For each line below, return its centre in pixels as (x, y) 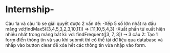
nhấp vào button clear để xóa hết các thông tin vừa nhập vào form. (76, 45)
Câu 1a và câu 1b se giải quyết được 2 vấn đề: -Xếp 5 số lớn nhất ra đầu (81, 23)
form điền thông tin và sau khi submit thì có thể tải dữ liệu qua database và (84, 40)
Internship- (30, 9)
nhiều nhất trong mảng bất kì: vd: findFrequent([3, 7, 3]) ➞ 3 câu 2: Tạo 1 (81, 34)
